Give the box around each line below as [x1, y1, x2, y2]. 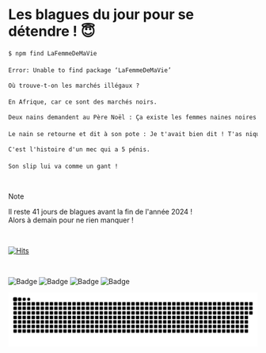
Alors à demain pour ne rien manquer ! [8, 215, 134, 225]
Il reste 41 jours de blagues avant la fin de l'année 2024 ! [8, 207, 192, 217]
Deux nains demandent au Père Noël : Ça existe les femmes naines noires [8, 113, 257, 122]
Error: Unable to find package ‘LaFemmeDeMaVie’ [8, 66, 172, 74]
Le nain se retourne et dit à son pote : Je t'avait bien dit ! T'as [8, 130, 243, 138]
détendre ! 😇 [8, 22, 96, 40]
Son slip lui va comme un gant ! [8, 162, 119, 170]
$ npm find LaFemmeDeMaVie [8, 49, 97, 57]
